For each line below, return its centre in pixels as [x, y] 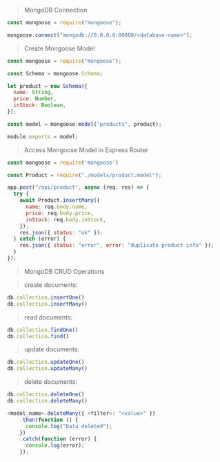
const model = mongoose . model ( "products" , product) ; [84, 124]
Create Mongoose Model [59, 48]
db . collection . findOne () [43, 330]
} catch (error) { [40, 239]
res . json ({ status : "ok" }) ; [61, 232]
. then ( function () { [49, 420]
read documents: [48, 317]
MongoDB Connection [56, 10]
